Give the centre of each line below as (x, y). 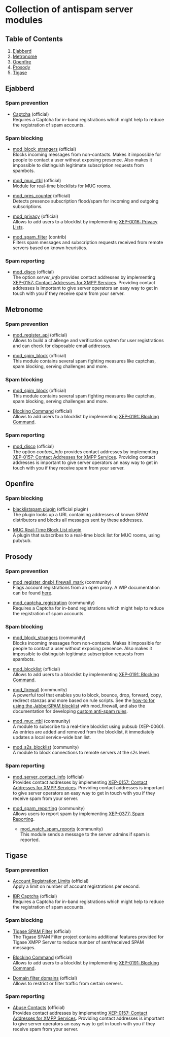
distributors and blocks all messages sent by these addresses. (78, 520)
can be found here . (32, 593)
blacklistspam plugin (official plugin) (50, 509)
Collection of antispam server (69, 9)
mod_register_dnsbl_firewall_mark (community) (62, 582)
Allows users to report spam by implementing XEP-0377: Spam (78, 814)
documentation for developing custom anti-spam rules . (70, 711)
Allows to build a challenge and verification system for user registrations (88, 340)
